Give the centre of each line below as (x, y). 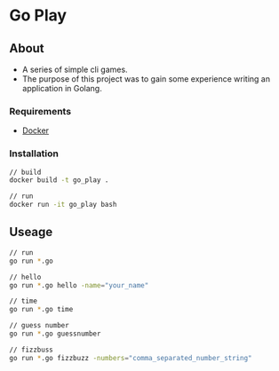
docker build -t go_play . (59, 180)
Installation (34, 154)
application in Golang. (62, 88)
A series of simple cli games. (75, 69)
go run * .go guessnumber (55, 334)
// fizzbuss (31, 350)
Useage (31, 232)
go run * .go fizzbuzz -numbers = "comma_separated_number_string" (131, 358)
